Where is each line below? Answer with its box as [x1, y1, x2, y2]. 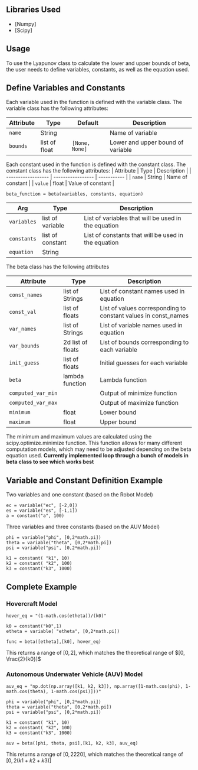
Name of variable [110, 129, 157, 137]
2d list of [62, 338, 88, 346]
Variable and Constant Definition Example [6, 475, 163, 485]
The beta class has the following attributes [6, 263, 110, 271]
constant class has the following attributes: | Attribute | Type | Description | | [6, 167, 192, 174]
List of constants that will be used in [84, 231, 184, 239]
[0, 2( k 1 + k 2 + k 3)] [6, 757, 52, 764]
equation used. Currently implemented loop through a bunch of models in [6, 452, 189, 459]
